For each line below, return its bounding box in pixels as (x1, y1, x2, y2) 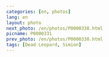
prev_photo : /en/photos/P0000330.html (6, 36, 103, 42)
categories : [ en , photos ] (6, 8, 71, 15)
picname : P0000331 (6, 31, 52, 37)
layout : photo (6, 20, 42, 26)
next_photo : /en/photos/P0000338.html (6, 25, 103, 31)
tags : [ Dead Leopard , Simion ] (6, 42, 82, 48)
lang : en (6, 14, 28, 20)
